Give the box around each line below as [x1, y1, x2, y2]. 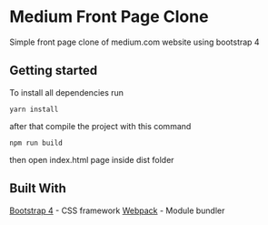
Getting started [9, 63, 98, 78]
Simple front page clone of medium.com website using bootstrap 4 [9, 36, 261, 47]
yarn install [9, 105, 59, 114]
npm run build [9, 138, 64, 148]
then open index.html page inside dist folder [9, 154, 174, 165]
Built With [9, 180, 66, 197]
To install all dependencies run [9, 87, 124, 97]
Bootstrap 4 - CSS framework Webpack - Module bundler [9, 205, 225, 216]
